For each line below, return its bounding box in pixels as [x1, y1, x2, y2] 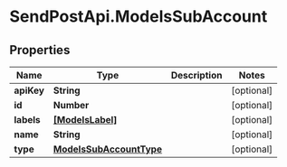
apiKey [14, 84, 45, 97]
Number [53, 99, 90, 111]
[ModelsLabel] [53, 114, 118, 125]
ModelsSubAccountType [53, 143, 163, 155]
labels [14, 114, 41, 125]
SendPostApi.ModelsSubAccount [9, 6, 268, 27]
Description [170, 70, 223, 81]
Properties [9, 42, 71, 58]
